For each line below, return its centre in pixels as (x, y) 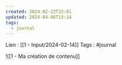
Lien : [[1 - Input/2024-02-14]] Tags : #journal (61, 45)
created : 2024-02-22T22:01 (39, 12)
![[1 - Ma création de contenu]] (43, 56)
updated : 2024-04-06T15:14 (39, 17)
